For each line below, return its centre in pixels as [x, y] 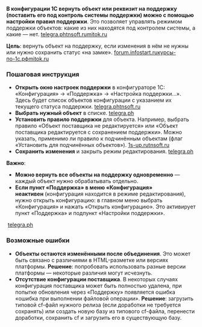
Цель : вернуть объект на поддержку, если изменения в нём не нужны [97, 46]
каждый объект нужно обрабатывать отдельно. [77, 181]
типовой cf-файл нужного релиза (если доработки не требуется [98, 305]
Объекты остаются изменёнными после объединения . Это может [103, 254]
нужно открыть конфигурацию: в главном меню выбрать [89, 201]
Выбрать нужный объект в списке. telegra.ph [74, 113]
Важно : [16, 163]
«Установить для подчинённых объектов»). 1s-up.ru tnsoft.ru [92, 145]
